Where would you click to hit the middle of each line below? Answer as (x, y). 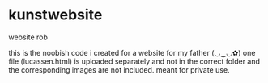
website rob (28, 37)
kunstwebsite (55, 15)
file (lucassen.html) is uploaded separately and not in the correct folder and (134, 61)
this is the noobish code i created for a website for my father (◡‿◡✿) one (132, 52)
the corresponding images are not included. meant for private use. (119, 69)
